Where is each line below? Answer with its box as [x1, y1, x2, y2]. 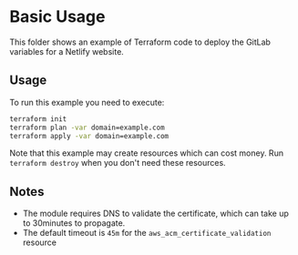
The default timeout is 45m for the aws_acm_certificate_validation [22, 228, 272, 239]
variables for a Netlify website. [9, 46, 125, 56]
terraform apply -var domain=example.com [9, 131, 170, 140]
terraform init [9, 114, 67, 124]
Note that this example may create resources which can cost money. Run [9, 148, 284, 158]
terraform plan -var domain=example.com [9, 123, 166, 132]
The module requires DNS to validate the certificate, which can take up [22, 208, 290, 219]
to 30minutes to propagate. [22, 218, 126, 229]
